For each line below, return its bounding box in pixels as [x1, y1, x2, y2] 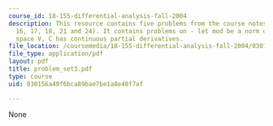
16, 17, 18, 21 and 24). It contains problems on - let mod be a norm [15, 27, 260, 35]
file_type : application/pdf [8, 50, 104, 58]
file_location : [8, 42, 60, 50]
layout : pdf [8, 58, 49, 66]
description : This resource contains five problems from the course [8, 20, 245, 28]
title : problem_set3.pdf [8, 65, 93, 73]
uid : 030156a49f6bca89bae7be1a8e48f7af [8, 80, 144, 88]
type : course [8, 72, 53, 80]
